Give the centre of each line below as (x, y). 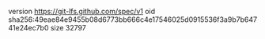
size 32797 (68, 28)
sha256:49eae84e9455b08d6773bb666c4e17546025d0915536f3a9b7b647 (133, 19)
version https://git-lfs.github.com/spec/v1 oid (82, 11)
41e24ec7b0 (28, 28)
